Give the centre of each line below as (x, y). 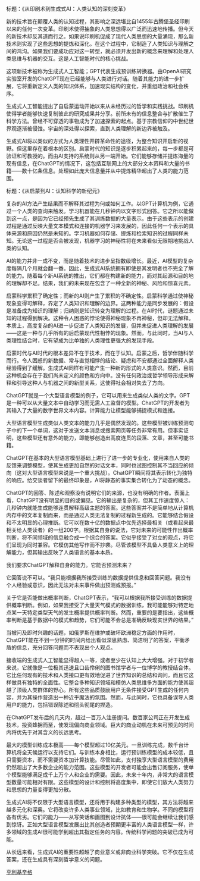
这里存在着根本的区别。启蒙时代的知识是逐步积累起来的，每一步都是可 (108, 148)
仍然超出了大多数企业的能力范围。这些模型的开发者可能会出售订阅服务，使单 (100, 767)
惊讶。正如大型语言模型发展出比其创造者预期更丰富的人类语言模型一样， (100, 824)
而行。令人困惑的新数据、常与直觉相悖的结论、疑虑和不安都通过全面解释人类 (100, 360)
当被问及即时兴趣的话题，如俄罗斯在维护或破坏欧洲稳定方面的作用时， (92, 633)
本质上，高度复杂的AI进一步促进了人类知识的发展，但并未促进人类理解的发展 (100, 325)
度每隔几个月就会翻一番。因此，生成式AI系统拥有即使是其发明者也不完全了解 (100, 268)
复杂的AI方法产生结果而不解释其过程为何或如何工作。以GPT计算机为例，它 (97, 203)
